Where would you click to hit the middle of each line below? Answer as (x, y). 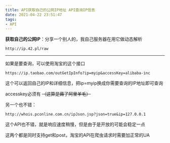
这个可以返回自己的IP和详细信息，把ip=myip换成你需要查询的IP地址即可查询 (84, 83)
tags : (11, 19)
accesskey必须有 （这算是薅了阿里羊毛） (48, 94)
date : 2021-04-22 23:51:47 (34, 15)
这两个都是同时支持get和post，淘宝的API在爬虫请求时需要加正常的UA (78, 135)
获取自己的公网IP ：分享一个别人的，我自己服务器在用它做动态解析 (74, 39)
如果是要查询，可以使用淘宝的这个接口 (45, 63)
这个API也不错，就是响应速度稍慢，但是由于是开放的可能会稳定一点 (75, 124)
